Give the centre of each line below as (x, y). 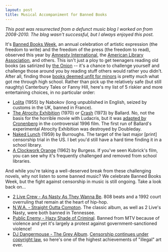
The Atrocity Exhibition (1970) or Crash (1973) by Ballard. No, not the (83, 113)
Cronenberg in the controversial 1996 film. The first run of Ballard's (82, 123)
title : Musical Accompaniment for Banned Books (56, 15)
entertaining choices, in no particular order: (50, 92)
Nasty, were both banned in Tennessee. (54, 213)
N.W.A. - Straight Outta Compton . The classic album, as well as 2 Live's (87, 207)
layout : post (19, 10)
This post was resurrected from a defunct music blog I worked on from (79, 29)
